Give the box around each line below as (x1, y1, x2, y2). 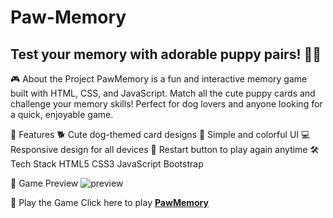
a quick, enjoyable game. (10, 109, 114, 120)
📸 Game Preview (10, 177, 79, 189)
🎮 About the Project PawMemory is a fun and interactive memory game (10, 73, 308, 85)
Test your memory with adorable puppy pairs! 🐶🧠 (10, 46, 322, 63)
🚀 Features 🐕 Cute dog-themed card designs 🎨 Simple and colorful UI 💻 (10, 129, 311, 140)
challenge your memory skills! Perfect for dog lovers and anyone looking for (10, 98, 323, 110)
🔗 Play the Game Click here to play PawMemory (10, 197, 209, 208)
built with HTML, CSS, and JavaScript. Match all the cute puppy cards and (10, 87, 316, 99)
